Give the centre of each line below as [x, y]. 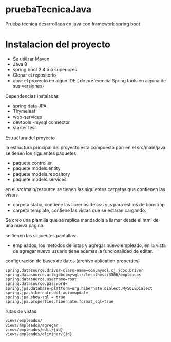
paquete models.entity [36, 168]
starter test [24, 127]
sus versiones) [28, 86]
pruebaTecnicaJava [48, 9]
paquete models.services [40, 179]
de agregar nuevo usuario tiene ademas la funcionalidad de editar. [83, 251]
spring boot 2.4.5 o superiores [45, 69]
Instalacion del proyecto [58, 44]
